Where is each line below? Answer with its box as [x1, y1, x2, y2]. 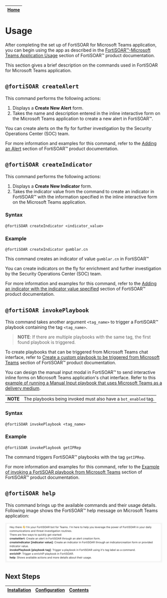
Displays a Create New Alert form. [12, 105, 84, 111]
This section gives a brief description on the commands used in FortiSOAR [5, 62, 158, 68]
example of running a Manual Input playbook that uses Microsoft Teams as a [5, 380, 163, 386]
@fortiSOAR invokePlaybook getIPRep [5, 445, 81, 450]
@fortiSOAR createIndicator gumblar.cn [5, 247, 88, 252]
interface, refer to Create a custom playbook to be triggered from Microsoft [5, 354, 160, 360]
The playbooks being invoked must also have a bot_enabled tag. [23, 396, 155, 402]
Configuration [35, 586, 65, 593]
